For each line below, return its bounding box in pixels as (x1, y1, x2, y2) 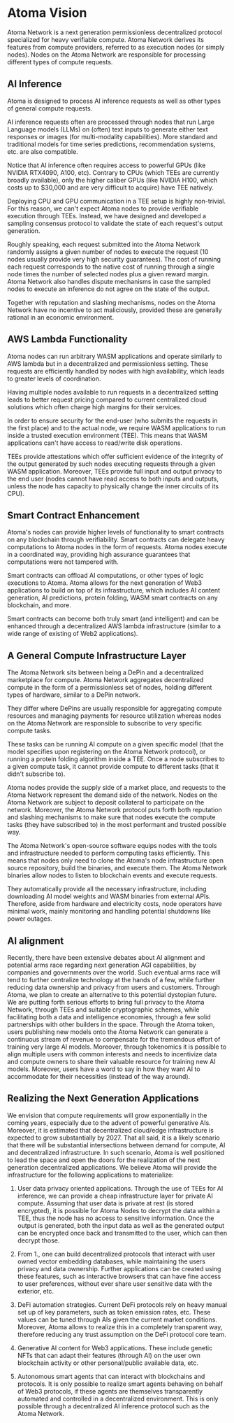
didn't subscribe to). (7, 770, 66, 778)
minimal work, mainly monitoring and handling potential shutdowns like (7, 907, 211, 916)
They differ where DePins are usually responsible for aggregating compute (7, 705, 222, 713)
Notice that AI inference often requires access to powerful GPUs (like (7, 161, 206, 169)
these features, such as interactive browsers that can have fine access (17, 1272, 221, 1280)
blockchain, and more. (7, 601, 72, 609)
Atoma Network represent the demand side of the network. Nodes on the (7, 791, 218, 799)
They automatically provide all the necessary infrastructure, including (7, 885, 207, 893)
